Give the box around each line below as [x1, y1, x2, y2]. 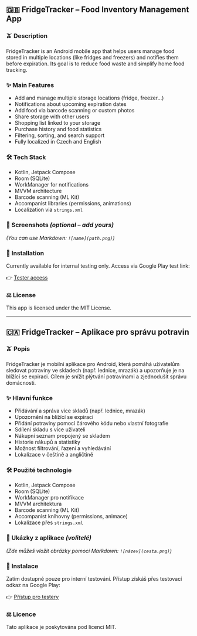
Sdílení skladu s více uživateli [14, 426, 86, 433]
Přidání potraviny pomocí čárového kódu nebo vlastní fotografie [14, 420, 169, 427]
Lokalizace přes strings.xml [14, 519, 83, 526]
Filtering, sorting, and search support [14, 132, 105, 139]
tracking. [6, 66, 28, 73]
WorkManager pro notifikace [14, 494, 84, 501]
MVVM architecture [14, 188, 62, 195]
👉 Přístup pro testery [6, 594, 59, 601]
